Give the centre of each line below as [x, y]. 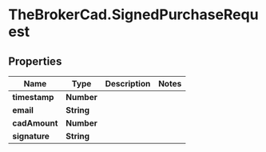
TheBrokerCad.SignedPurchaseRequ [133, 15]
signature [31, 136]
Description [128, 84]
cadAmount [35, 123]
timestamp [33, 97]
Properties [35, 61]
